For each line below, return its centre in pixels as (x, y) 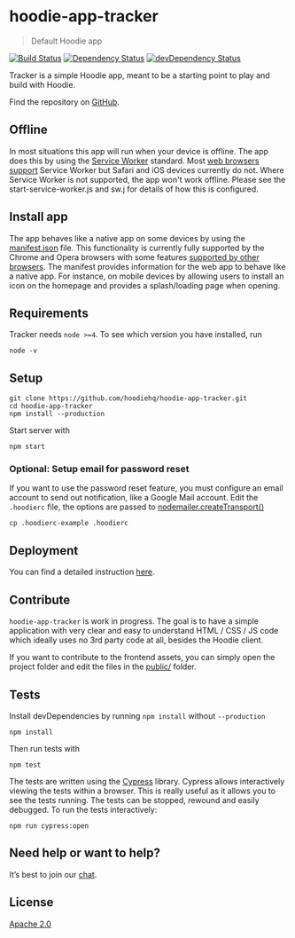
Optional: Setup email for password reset (99, 469)
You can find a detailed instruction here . (82, 572)
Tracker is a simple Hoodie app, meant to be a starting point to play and (140, 75)
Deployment (44, 551)
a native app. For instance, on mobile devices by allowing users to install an (147, 276)
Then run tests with (44, 748)
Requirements (49, 313)
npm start (27, 447)
